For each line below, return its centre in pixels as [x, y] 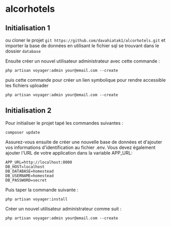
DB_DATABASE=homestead [30, 171]
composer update [23, 132]
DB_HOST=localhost [25, 167]
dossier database [23, 51]
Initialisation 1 [28, 28]
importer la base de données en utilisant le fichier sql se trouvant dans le [82, 46]
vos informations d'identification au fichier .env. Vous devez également [80, 147]
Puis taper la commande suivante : [42, 190]
